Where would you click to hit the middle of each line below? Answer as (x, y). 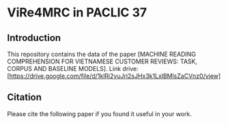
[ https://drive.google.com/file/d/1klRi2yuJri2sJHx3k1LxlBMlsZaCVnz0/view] (114, 76)
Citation (25, 97)
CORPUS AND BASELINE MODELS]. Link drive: (73, 69)
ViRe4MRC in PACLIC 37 (77, 13)
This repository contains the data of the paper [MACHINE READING (102, 54)
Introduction (34, 38)
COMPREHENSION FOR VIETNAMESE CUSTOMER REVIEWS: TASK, (102, 61)
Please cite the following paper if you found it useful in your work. (100, 113)
